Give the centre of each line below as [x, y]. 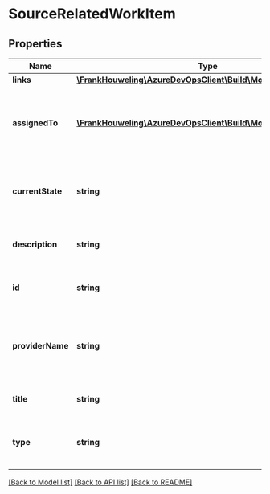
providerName [41, 346]
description [35, 244]
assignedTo [35, 123]
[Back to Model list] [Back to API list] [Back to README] [100, 482]
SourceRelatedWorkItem [92, 14]
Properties [35, 44]
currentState [37, 191]
